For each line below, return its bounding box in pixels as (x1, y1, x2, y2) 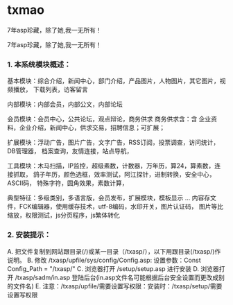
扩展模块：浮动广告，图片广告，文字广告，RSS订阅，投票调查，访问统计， (7, 138, 220, 147)
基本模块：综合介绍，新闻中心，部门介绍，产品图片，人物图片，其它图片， (7, 77, 220, 85)
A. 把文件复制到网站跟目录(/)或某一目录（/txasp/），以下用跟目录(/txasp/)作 (7, 247, 221, 255)
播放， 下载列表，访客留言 (12, 85, 88, 94)
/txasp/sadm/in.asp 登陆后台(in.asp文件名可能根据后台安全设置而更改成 (15, 273, 219, 281)
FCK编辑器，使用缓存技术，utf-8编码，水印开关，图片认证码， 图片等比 (19, 202, 224, 211)
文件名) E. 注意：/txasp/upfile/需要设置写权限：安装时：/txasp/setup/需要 (12, 281, 223, 290)
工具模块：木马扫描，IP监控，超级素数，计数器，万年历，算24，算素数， (7, 162, 215, 170)
